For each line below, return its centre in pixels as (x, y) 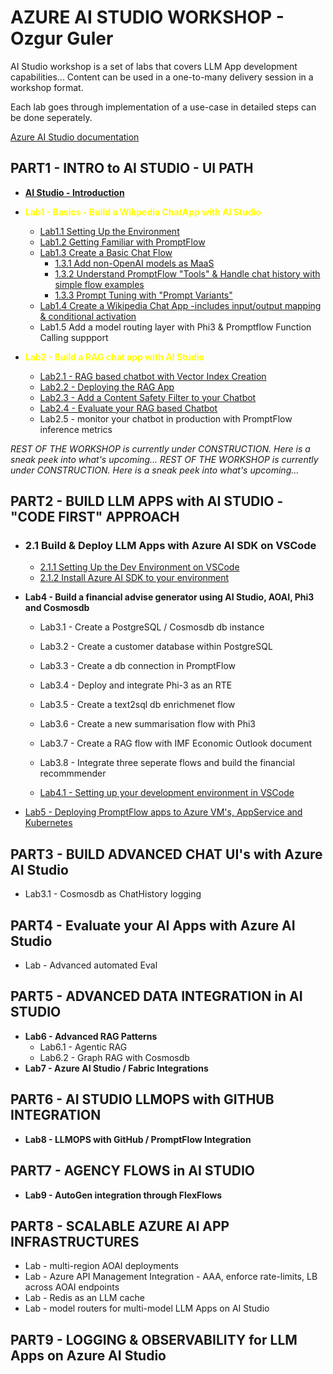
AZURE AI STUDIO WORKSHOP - (147, 17)
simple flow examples (99, 284)
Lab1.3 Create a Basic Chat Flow (106, 252)
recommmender (73, 773)
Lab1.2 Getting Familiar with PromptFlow (122, 242)
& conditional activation (88, 316)
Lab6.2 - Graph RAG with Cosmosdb (114, 1057)
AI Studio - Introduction (74, 192)
